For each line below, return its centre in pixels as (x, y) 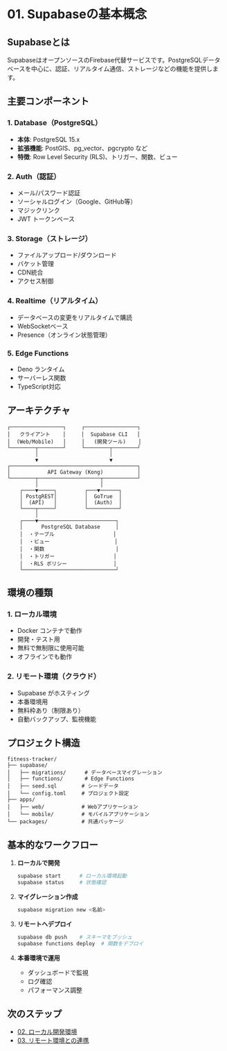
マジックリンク (38, 210)
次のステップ (35, 1014)
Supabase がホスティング (53, 693)
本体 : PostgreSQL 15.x (48, 139)
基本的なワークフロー (53, 845)
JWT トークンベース (46, 219)
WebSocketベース (43, 326)
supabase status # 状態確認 (62, 883)
